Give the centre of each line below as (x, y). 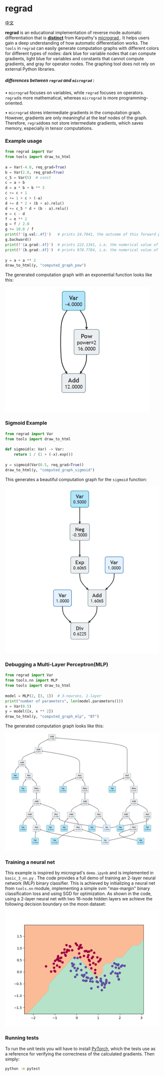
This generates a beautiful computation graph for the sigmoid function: (76, 479)
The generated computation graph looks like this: (54, 726)
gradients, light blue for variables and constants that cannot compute (74, 58)
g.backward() (18, 240)
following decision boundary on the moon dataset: (56, 904)
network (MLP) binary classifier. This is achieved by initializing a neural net (80, 883)
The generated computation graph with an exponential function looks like (79, 275)
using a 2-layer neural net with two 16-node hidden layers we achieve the (79, 899)
